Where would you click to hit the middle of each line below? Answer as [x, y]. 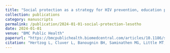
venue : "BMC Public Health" [35, 33]
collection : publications [32, 15]
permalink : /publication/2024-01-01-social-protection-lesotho [73, 24]
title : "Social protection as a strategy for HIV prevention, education [83, 10]
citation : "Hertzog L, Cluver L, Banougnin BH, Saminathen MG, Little [81, 43]
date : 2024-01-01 [24, 29]
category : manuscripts [29, 19]
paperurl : [16, 38]
